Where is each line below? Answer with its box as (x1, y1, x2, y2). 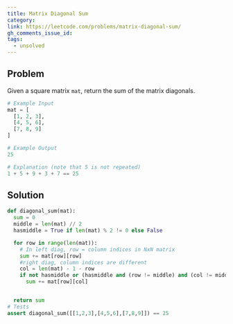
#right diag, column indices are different (19, 259, 148, 266)
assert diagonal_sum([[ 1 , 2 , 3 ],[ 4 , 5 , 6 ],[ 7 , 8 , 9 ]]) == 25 (7, 309, 169, 316)
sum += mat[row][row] (19, 253, 82, 259)
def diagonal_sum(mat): (7, 207, 76, 215)
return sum (13, 297, 45, 304)
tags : (7, 36, 23, 43)
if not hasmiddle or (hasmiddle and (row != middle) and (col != (19, 272, 213, 279)
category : (7, 17, 36, 24)
